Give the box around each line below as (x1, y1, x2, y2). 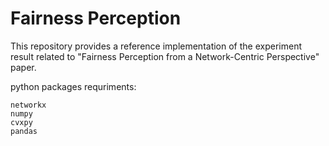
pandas (10, 126, 38, 136)
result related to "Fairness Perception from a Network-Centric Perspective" (10, 50, 320, 62)
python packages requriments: (10, 80, 137, 92)
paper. (10, 61, 37, 73)
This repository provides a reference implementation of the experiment (10, 40, 302, 52)
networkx (10, 100, 47, 110)
